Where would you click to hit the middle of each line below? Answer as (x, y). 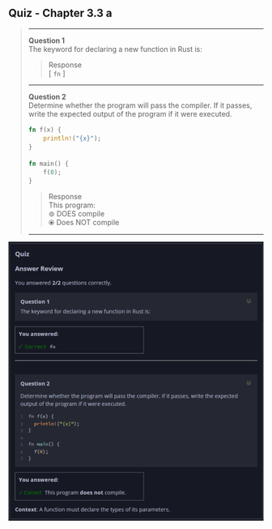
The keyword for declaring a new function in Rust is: (115, 49)
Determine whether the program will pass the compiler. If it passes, (140, 105)
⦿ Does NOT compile (84, 222)
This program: (72, 205)
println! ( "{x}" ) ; (72, 138)
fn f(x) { (45, 130)
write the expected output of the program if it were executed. (130, 113)
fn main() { (48, 164)
